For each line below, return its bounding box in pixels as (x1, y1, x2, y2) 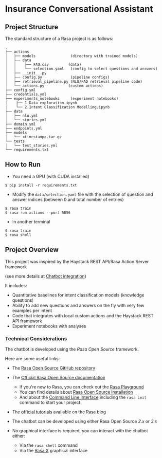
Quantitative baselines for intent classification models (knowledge (12, 292, 144, 298)
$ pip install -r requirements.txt (5, 183, 77, 188)
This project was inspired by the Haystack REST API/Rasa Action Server (5, 258, 149, 264)
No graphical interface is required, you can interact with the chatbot (12, 427, 148, 434)
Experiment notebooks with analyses (12, 323, 87, 329)
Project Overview (5, 246, 59, 254)
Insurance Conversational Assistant (5, 3, 153, 15)
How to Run (5, 161, 41, 169)
